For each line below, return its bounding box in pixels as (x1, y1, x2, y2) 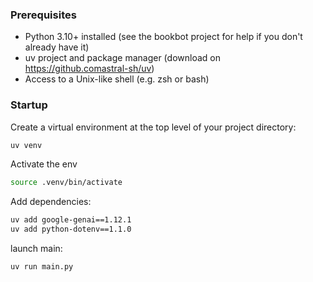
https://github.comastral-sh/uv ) (24, 63, 155, 75)
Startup (10, 98, 48, 112)
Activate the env (10, 158, 78, 170)
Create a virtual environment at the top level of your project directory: (10, 121, 297, 133)
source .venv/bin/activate (10, 178, 123, 188)
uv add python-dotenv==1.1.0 (10, 224, 132, 235)
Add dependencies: (10, 196, 92, 208)
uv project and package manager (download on (24, 52, 221, 64)
